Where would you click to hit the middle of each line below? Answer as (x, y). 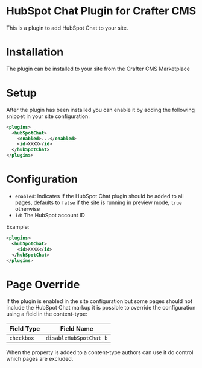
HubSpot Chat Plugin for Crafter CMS (101, 11)
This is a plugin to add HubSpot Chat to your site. (67, 28)
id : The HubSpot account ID (50, 215)
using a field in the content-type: (47, 314)
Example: (18, 227)
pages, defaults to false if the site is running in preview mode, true (98, 202)
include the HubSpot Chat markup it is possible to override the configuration (101, 308)
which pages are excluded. (40, 359)
